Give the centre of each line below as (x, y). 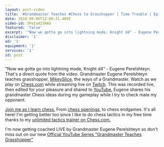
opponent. (15, 100)
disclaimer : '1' (21, 37)
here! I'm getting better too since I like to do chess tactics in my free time (79, 115)
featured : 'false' (24, 28)
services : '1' (20, 50)
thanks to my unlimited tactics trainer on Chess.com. (58, 120)
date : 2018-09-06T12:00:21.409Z (38, 19)
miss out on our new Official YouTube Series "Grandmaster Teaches (73, 134)
